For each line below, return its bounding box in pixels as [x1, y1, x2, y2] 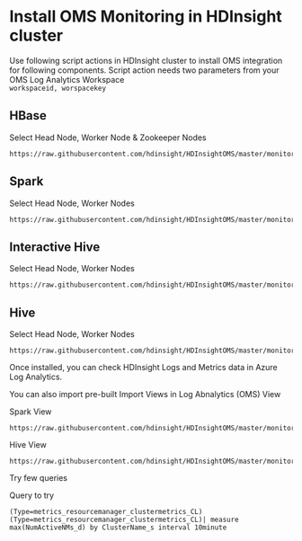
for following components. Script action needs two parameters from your [9, 65, 280, 75]
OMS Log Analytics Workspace [9, 74, 125, 84]
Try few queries [9, 473, 67, 483]
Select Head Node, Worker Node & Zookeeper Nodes [9, 132, 207, 143]
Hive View [9, 439, 47, 450]
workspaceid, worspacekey [9, 84, 106, 93]
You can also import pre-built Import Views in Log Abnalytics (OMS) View [9, 389, 281, 400]
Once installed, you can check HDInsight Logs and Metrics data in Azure [9, 362, 279, 373]
